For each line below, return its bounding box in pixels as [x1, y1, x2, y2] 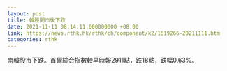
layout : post [7, 10, 45, 17]
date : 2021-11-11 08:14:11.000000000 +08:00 [7, 23, 139, 30]
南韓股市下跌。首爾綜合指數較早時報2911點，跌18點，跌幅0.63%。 [7, 56, 198, 65]
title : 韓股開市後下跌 [7, 17, 66, 24]
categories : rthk [7, 36, 58, 43]
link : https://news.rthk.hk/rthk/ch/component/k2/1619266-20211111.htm [7, 29, 220, 37]
